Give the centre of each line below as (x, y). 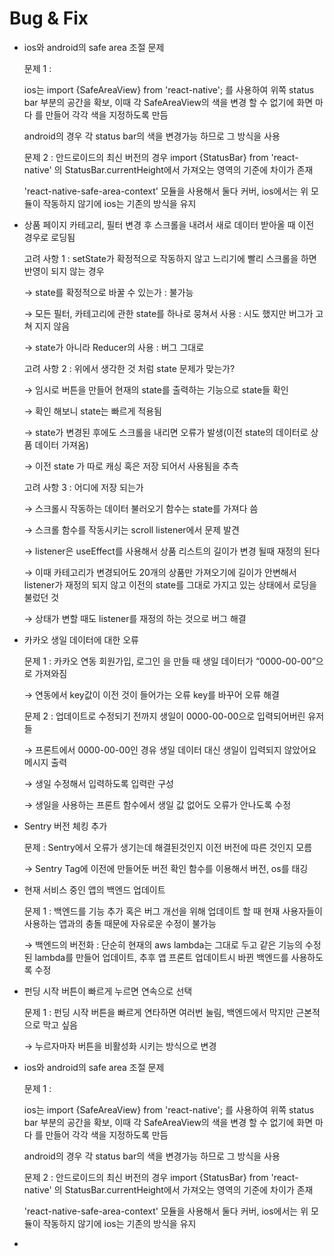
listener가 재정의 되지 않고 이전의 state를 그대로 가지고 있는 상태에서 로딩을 (170, 584)
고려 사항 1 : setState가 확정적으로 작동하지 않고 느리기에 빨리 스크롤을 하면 (170, 258)
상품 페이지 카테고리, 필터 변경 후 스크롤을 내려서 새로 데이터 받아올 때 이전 (169, 224)
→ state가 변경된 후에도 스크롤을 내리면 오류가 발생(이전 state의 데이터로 (166, 432)
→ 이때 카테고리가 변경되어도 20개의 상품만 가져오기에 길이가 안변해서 (160, 572)
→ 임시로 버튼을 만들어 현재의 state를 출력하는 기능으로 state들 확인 (156, 389)
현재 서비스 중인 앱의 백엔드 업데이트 (94, 889)
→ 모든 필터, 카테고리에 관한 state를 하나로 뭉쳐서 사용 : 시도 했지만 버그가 (168, 313)
